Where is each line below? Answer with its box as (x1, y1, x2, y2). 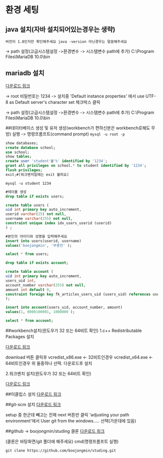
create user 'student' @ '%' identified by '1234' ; (5, 158, 108, 164)
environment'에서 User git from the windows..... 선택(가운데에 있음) (5, 418, 136, 424)
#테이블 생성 (5, 190, 27, 194)
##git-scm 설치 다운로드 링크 (5, 401, 61, 407)
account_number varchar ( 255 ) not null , (5, 283, 86, 287)
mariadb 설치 (5, 69, 44, 78)
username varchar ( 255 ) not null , (5, 216, 73, 221)
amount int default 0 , (5, 287, 51, 292)
